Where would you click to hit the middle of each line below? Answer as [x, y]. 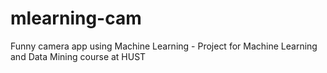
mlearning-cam [76, 18]
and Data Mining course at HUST [78, 56]
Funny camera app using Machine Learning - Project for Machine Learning [164, 46]
